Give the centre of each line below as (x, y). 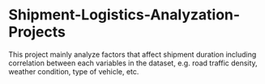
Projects (37, 32)
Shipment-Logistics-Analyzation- (124, 15)
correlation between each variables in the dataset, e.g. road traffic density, (133, 63)
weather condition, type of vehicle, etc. (74, 71)
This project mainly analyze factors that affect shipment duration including (132, 54)
